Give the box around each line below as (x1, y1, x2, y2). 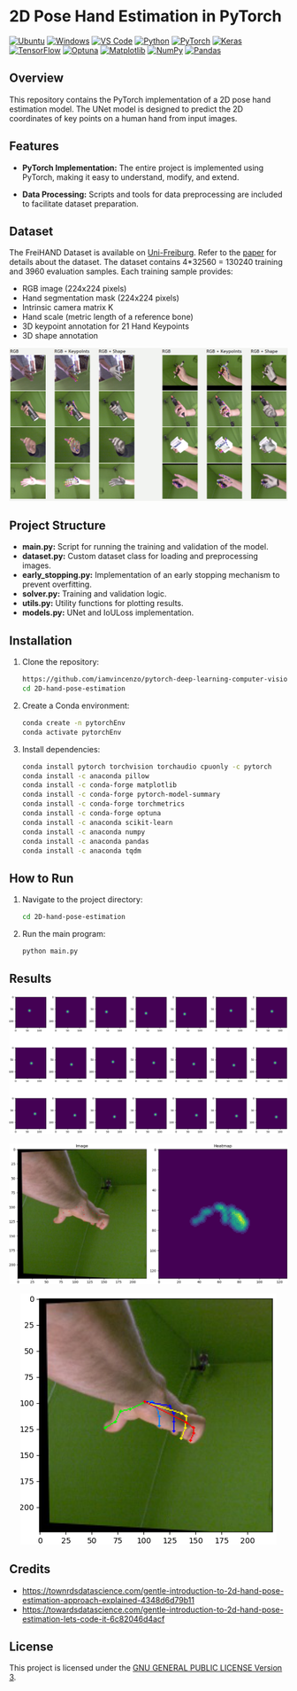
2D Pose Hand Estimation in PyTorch (9, 6, 282, 27)
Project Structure (9, 518, 106, 533)
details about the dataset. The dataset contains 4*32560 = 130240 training (9, 257, 283, 268)
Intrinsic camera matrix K (21, 302, 114, 313)
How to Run (9, 870, 74, 885)
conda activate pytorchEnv (21, 728, 122, 736)
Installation (9, 633, 72, 648)
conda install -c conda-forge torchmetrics (21, 799, 186, 808)
